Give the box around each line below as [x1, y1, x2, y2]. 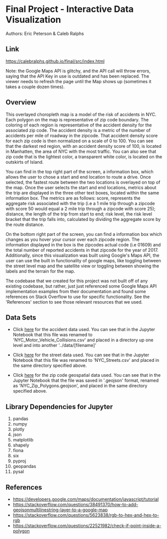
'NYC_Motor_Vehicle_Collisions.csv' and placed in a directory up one [12, 337, 154, 343]
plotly [12, 427, 25, 432]
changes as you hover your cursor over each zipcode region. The [5, 236, 140, 242]
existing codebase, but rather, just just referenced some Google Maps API [5, 283, 157, 289]
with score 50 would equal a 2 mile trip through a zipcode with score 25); [5, 206, 156, 212]
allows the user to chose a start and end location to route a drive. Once [5, 174, 151, 180]
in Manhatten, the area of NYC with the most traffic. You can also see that [5, 148, 157, 154]
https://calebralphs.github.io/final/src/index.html [5, 58, 105, 64]
